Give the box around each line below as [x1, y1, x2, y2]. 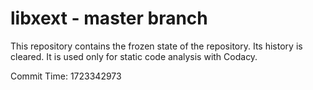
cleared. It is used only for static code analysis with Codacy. [10, 50, 258, 62]
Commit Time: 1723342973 [10, 70, 122, 82]
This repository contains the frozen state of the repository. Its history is [10, 40, 303, 52]
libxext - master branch [10, 7, 208, 30]
